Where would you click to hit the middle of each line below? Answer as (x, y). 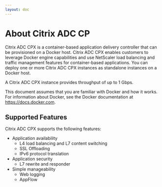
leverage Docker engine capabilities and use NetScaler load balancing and (80, 57)
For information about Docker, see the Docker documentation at (69, 97)
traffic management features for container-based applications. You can (76, 62)
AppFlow (28, 180)
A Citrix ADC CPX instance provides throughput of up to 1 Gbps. (69, 82)
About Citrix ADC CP (48, 33)
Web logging (32, 174)
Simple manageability (34, 169)
